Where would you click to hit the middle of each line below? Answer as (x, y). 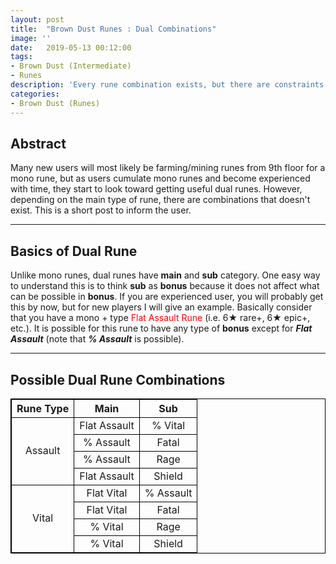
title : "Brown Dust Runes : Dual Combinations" (113, 29)
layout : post (37, 19)
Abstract (38, 143)
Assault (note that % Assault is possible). (97, 339)
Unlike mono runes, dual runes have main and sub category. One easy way (165, 275)
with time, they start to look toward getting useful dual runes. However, (156, 189)
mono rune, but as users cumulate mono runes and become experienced (160, 178)
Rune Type (43, 408)
